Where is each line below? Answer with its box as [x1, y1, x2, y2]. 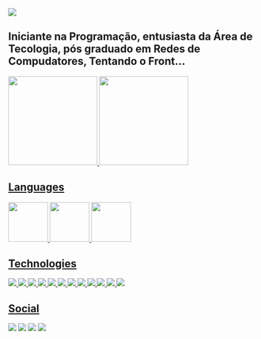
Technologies [8, 257, 78, 271]
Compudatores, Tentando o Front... [8, 55, 186, 68]
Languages [8, 181, 65, 194]
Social [8, 302, 40, 315]
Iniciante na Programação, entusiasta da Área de [8, 30, 253, 43]
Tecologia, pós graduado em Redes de [8, 43, 201, 56]
